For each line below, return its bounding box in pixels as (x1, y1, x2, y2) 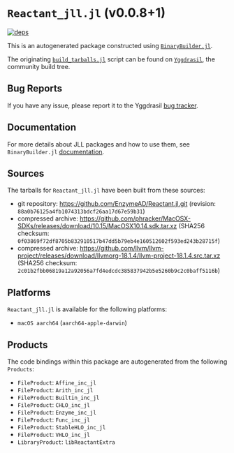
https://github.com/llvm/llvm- (79, 244, 164, 253)
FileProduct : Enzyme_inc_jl (17, 408, 96, 416)
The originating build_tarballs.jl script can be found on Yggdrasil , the (7, 54, 215, 64)
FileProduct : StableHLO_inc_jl (17, 423, 106, 431)
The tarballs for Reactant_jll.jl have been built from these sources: (7, 186, 205, 195)
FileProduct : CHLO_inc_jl (17, 401, 91, 409)
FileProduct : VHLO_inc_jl (17, 431, 91, 438)
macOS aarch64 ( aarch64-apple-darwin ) (17, 319, 128, 327)
